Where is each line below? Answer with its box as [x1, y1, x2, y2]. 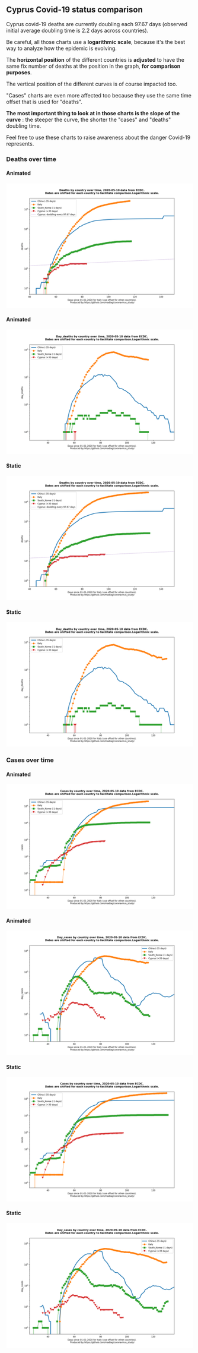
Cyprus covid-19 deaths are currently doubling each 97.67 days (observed [6, 20, 188, 27]
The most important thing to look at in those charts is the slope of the [6, 109, 180, 116]
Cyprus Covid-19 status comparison [6, 5, 143, 15]
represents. [6, 140, 34, 147]
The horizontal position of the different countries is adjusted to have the [6, 56, 185, 63]
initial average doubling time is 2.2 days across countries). [6, 27, 149, 34]
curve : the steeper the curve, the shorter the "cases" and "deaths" [6, 116, 171, 123]
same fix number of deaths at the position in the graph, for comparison [6, 62, 181, 70]
